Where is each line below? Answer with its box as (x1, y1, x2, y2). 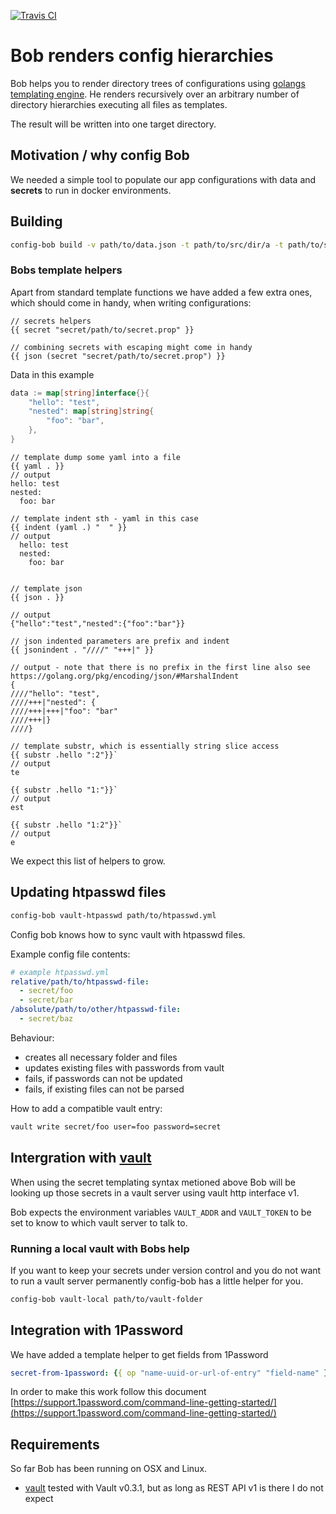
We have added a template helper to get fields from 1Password (10, 1348, 269, 1360)
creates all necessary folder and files (24, 1051, 178, 1063)
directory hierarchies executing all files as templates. (10, 98, 228, 110)
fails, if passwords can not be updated (24, 1072, 183, 1084)
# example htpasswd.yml (10, 967, 110, 977)
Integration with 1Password (10, 1322, 184, 1339)
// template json (10, 583, 83, 594)
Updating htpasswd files (10, 884, 167, 901)
